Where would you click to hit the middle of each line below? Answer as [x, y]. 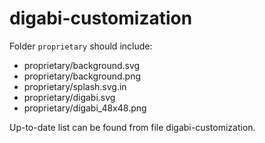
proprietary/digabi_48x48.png [85, 108]
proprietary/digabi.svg [69, 97]
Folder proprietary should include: [81, 46]
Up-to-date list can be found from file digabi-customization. [132, 127]
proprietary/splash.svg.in [75, 86]
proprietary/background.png [82, 76]
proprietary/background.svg [82, 65]
